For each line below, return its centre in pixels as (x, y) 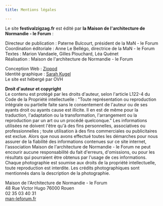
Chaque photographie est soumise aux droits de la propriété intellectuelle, (81, 162)
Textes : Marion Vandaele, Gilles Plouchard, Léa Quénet (62, 54)
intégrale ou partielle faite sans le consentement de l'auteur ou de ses (76, 104)
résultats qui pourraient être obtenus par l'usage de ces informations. (76, 157)
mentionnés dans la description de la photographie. (58, 173)
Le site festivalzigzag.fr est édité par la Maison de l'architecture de (75, 28)
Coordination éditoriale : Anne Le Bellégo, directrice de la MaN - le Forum (80, 48)
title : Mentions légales (31, 10)
